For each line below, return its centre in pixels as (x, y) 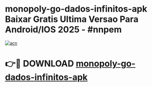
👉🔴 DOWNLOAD (39, 64)
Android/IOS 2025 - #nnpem (63, 30)
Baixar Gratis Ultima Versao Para (72, 19)
